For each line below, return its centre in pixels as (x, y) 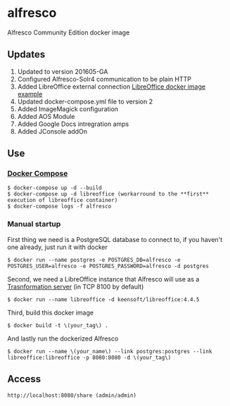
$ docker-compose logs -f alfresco (59, 207)
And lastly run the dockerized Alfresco (63, 338)
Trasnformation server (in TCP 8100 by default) (76, 286)
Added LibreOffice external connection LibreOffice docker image (111, 87)
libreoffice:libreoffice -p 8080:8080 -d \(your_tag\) (89, 357)
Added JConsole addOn (52, 131)
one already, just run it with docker (57, 247)
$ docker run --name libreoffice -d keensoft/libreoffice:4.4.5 (103, 299)
